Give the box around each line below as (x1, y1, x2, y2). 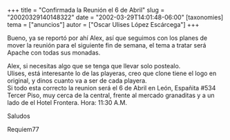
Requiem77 (7, 126, 39, 133)
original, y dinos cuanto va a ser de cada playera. (7, 77, 147, 85)
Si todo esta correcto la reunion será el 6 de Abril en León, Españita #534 (7, 84, 216, 92)
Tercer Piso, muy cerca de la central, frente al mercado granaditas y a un (7, 91, 215, 99)
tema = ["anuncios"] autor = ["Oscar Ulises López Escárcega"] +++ (7, 21, 200, 28)
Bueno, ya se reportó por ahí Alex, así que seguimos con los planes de (7, 34, 208, 42)
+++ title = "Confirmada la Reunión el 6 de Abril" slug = (7, 6, 165, 14)
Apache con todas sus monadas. (7, 48, 101, 57)
